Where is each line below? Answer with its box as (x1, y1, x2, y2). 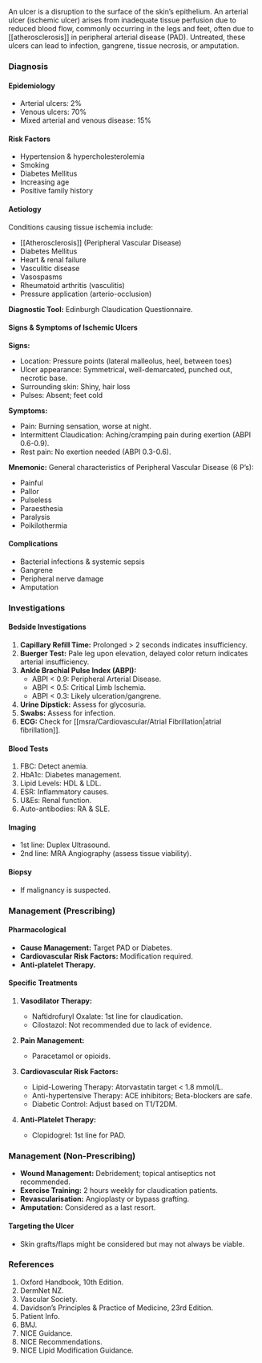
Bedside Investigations (8, 622, 87, 632)
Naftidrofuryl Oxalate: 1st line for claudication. (31, 1012, 183, 1021)
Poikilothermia (19, 521, 68, 530)
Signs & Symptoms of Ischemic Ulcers (8, 322, 138, 332)
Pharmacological (8, 925, 67, 935)
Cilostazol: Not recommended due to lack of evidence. (31, 1020, 212, 1029)
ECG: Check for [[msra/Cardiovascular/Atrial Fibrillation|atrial (19, 717, 222, 727)
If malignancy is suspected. (19, 885, 111, 894)
